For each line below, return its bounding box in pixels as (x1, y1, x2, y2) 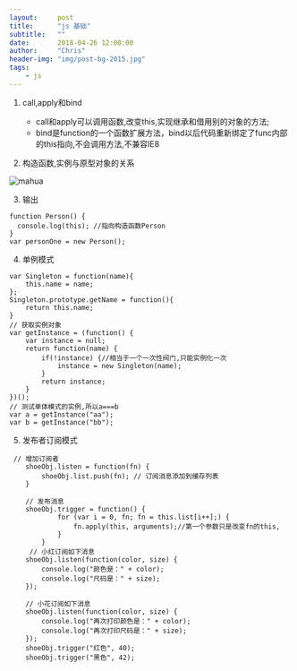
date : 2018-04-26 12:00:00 (9, 38, 134, 47)
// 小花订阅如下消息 (25, 599, 91, 608)
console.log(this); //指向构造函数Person (17, 221, 165, 230)
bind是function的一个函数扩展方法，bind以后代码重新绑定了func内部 (35, 127, 288, 138)
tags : (9, 64, 30, 73)
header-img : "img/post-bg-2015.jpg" (9, 55, 146, 64)
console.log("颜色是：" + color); (41, 564, 165, 573)
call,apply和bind (21, 97, 82, 108)
